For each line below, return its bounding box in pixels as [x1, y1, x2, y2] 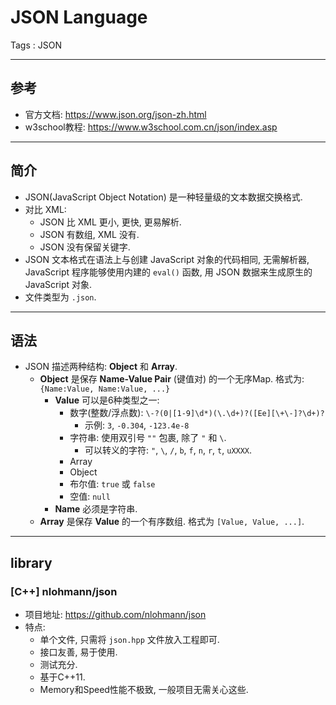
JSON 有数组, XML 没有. [39, 228, 140, 240]
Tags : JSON [10, 39, 62, 51]
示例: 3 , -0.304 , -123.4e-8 [84, 419, 190, 431]
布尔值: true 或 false [69, 478, 156, 490]
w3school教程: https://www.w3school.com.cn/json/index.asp [24, 121, 278, 133]
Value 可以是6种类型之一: [54, 394, 160, 406]
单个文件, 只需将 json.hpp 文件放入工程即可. [39, 634, 220, 646]
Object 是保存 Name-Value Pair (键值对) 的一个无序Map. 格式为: [39, 373, 305, 385]
